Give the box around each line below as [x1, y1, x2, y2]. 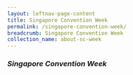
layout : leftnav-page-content [7, 10, 96, 17]
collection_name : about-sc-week [7, 36, 101, 43]
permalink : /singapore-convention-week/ [7, 23, 127, 30]
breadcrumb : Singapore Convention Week [7, 29, 124, 37]
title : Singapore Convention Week [7, 17, 108, 24]
